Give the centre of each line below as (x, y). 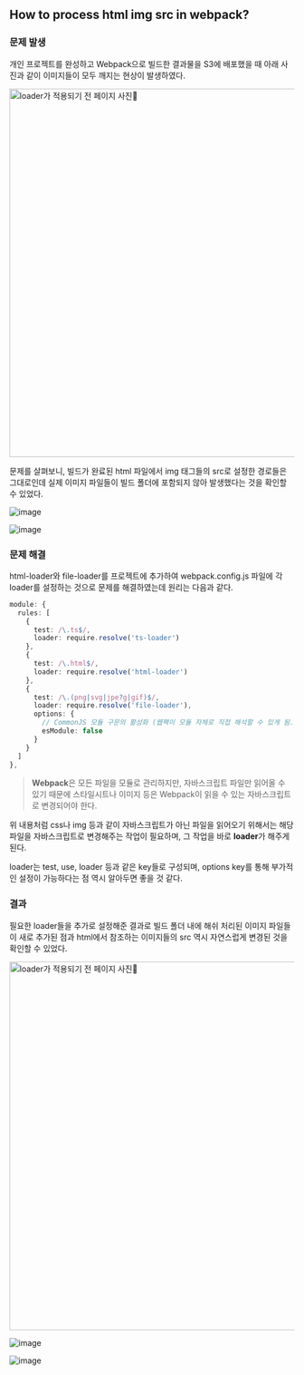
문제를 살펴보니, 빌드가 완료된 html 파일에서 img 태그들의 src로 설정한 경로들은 (148, 471)
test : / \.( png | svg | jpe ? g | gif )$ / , (96, 697)
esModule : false (72, 731)
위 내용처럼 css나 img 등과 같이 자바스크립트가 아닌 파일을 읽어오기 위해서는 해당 (152, 825)
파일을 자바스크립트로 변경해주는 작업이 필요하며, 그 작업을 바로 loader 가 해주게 (150, 836)
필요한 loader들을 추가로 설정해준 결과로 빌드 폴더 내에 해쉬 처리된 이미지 (138, 925)
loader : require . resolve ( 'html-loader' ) (110, 672)
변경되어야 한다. (69, 805)
